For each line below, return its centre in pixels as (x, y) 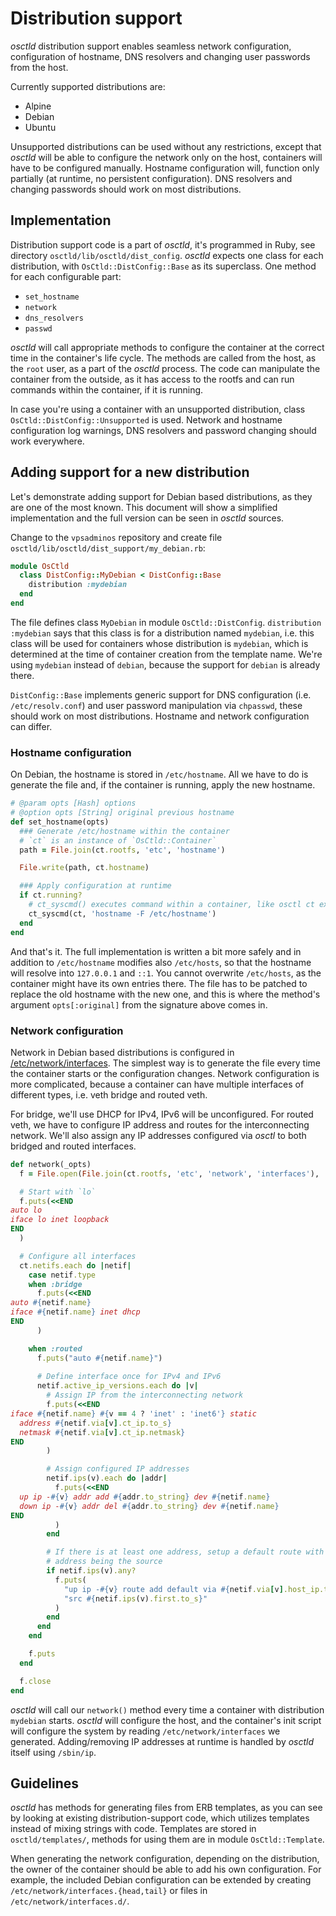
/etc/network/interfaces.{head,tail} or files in (109, 1891)
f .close (35, 1681)
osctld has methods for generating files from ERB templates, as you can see (166, 1808)
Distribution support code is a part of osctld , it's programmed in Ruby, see (163, 244)
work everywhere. (47, 441)
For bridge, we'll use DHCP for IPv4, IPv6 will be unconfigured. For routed (162, 1114)
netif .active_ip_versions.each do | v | (117, 1386)
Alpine (38, 106)
